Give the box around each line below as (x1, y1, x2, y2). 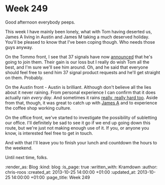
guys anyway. (5, 44, 33, 50)
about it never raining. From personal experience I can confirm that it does (5, 89, 156, 95)
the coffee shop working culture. (5, 105, 71, 111)
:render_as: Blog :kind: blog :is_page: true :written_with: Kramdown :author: (5, 164, 158, 170)
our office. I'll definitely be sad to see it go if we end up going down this (5, 120, 151, 126)
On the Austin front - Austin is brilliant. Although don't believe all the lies (5, 84, 152, 90)
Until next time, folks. (5, 154, 48, 160)
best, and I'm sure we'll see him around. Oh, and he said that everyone (5, 64, 149, 70)
